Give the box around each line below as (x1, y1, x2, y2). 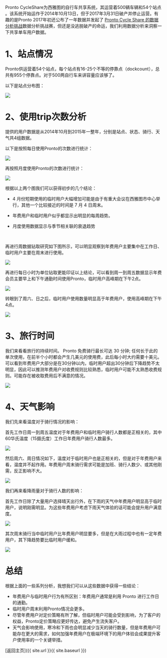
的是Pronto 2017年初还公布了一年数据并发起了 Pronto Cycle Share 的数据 (9, 17, 159, 22)
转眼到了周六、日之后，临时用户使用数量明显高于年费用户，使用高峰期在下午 (5, 295, 162, 301)
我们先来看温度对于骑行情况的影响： (5, 418, 80, 424)
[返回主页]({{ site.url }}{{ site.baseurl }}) (5, 647, 87, 653)
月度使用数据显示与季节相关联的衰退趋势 (12, 223, 95, 229)
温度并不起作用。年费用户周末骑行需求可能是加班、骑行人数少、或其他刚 (13, 462, 162, 468)
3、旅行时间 (5, 330, 55, 342)
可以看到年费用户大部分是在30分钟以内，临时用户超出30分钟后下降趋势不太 (5, 360, 160, 366)
